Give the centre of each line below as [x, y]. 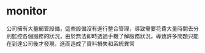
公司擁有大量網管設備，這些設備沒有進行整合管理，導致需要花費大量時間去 [100, 28]
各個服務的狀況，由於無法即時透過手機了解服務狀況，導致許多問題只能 [110, 36]
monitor [27, 11]
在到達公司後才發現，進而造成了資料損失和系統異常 [70, 43]
